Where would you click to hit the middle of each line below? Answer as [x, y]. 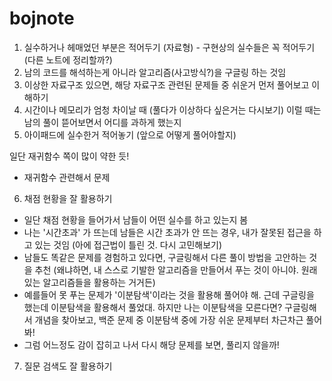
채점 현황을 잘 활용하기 [68, 198]
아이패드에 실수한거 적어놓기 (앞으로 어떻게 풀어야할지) [130, 134]
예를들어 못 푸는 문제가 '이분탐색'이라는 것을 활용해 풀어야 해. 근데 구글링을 [169, 294]
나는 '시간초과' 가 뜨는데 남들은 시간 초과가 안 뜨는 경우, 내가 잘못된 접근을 [167, 232]
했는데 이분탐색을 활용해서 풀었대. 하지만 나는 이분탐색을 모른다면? [153, 307]
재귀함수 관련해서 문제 [67, 177]
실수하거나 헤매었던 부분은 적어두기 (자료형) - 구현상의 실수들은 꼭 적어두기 [169, 47]
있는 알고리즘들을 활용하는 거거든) [89, 282]
